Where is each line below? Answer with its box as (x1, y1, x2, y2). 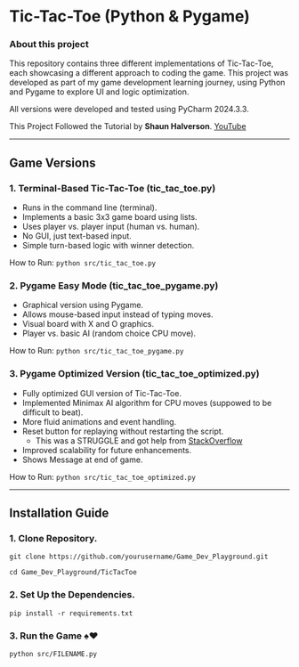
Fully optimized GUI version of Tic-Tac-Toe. (21, 387, 182, 398)
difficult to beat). (21, 407, 84, 418)
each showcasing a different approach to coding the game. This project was (9, 68, 289, 78)
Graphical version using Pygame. (21, 300, 144, 311)
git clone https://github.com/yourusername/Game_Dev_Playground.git (9, 552, 269, 562)
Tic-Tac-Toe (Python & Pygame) (9, 6, 251, 27)
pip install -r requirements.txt (9, 608, 133, 618)
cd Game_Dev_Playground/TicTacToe (9, 568, 138, 577)
